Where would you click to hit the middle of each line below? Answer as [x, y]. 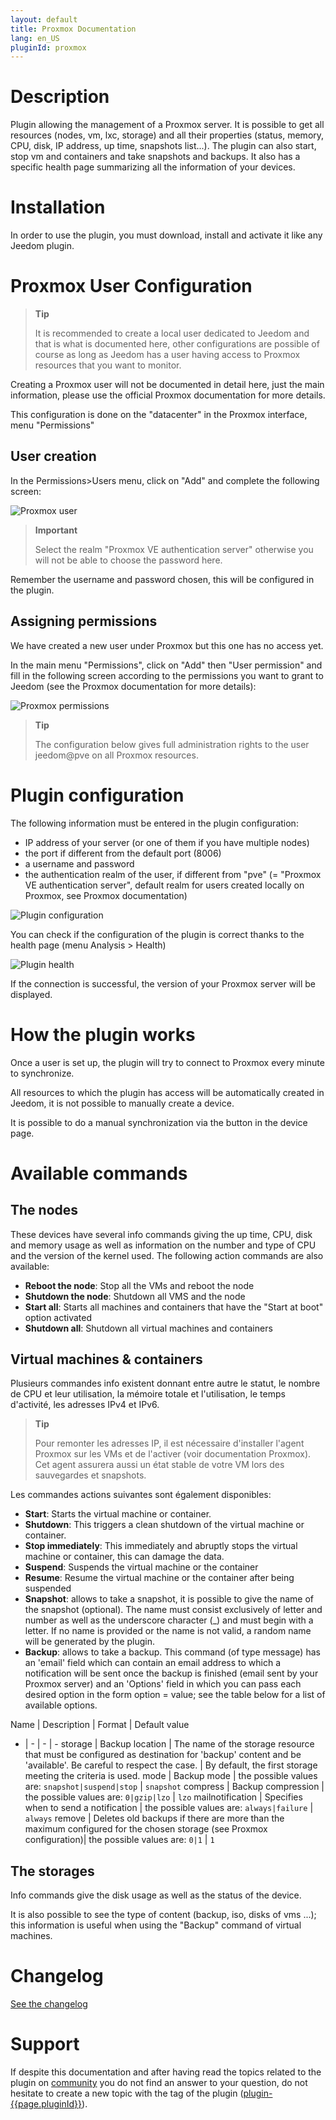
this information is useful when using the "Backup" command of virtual [156, 1925]
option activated [58, 1317]
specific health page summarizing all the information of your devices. [153, 167]
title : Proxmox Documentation [73, 29]
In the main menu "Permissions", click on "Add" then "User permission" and [166, 665]
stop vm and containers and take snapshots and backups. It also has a [155, 157]
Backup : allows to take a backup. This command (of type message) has [172, 1652]
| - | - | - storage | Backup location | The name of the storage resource [169, 1744]
